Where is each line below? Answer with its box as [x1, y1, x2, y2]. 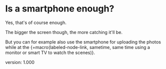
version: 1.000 [5, 59, 35, 65]
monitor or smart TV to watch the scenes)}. [5, 49, 95, 55]
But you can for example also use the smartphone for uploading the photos [5, 38, 161, 45]
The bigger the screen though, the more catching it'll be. [5, 29, 123, 35]
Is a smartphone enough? [5, 3, 115, 14]
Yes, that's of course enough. [5, 19, 67, 25]
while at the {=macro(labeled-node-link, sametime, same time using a [5, 44, 150, 50]
